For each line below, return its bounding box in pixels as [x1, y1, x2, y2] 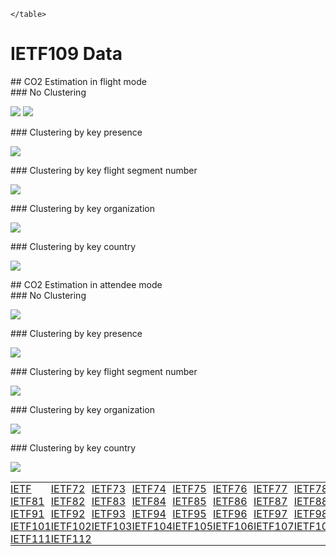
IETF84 [131, 494, 167, 508]
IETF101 [10, 519, 52, 533]
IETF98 [293, 506, 329, 520]
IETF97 [253, 506, 288, 520]
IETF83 [91, 494, 127, 508]
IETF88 [293, 494, 329, 508]
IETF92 [50, 506, 86, 520]
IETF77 [253, 481, 288, 495]
